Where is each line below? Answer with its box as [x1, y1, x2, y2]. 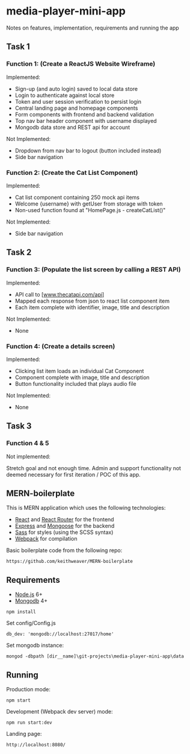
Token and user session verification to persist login [14, 98, 142, 105]
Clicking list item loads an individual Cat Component [14, 367, 144, 374]
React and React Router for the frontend [14, 516, 114, 523]
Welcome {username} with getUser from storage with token [14, 200, 164, 207]
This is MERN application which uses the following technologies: [6, 504, 166, 512]
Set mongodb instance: [6, 642, 64, 649]
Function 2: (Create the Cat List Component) [6, 168, 138, 177]
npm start [6, 697, 31, 703]
